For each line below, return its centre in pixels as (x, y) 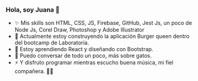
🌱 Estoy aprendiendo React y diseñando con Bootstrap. (84, 49)
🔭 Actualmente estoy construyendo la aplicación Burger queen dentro (102, 37)
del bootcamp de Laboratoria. (52, 43)
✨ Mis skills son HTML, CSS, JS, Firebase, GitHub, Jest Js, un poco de (103, 23)
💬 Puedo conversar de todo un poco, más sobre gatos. (83, 56)
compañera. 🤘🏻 (34, 71)
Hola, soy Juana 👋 (33, 10)
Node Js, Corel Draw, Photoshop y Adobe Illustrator (79, 30)
